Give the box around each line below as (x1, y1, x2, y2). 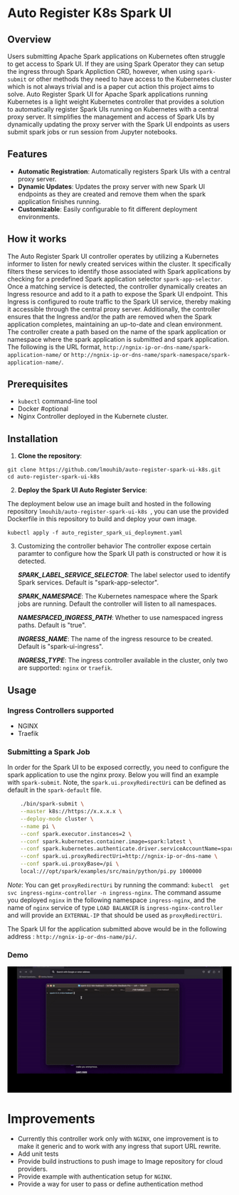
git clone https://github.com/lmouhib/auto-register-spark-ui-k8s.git (7, 466, 221, 473)
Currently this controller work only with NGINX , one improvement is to (17, 1134, 219, 1142)
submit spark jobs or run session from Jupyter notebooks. (7, 128, 178, 136)
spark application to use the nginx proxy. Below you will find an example (7, 771, 219, 779)
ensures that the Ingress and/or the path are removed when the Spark (7, 312, 212, 321)
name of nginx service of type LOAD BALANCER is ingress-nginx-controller (7, 903, 223, 911)
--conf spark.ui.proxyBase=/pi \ (20, 860, 119, 868)
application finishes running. (17, 197, 101, 205)
